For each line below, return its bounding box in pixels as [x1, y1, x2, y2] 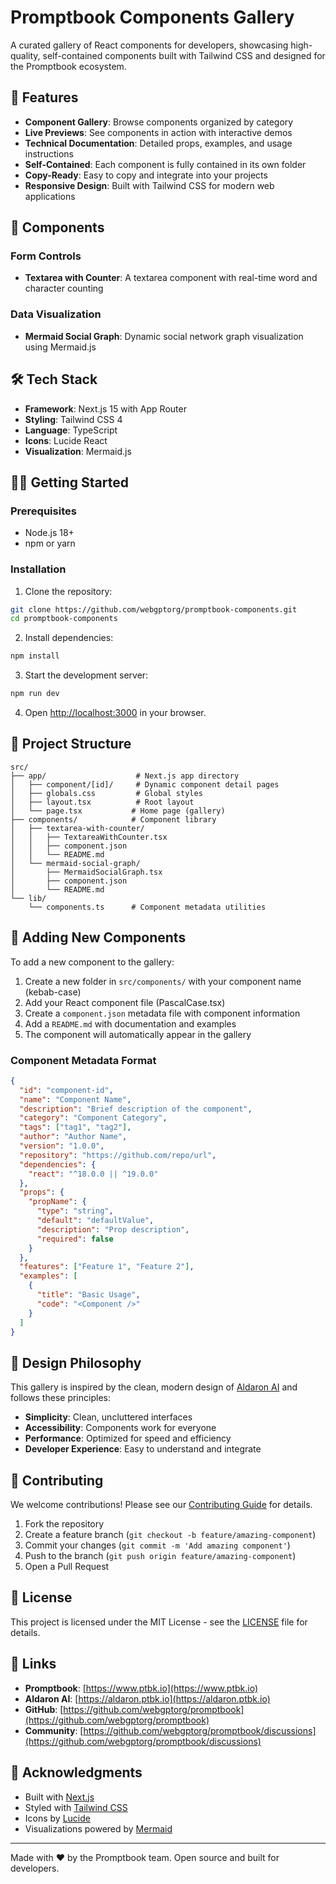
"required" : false [36, 1234, 114, 1244]
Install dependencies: [24, 632, 114, 644]
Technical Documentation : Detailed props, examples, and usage [24, 137, 293, 149]
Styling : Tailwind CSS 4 [24, 413, 123, 425]
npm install [10, 651, 60, 661]
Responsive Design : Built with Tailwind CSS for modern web [24, 179, 275, 191]
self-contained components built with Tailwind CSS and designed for [42, 49, 326, 61]
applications [24, 190, 76, 202]
